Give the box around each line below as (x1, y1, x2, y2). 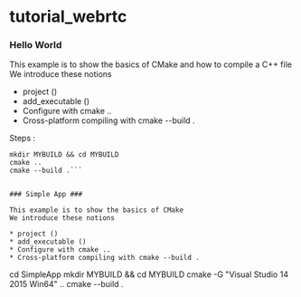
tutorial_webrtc (9, 6, 127, 27)
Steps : (9, 133, 36, 144)
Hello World (9, 39, 62, 52)
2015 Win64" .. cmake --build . (9, 279, 124, 290)
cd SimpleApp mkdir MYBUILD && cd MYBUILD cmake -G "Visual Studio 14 (9, 269, 289, 280)
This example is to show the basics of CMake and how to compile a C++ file (9, 59, 292, 70)
